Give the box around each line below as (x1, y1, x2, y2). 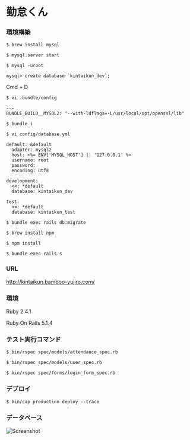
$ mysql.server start (6, 52, 60, 58)
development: (6, 178, 39, 184)
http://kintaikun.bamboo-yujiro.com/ (6, 278, 95, 285)
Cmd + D (6, 84, 28, 91)
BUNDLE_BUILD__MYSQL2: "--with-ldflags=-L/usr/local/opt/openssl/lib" (6, 110, 185, 116)
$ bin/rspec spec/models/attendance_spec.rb (6, 349, 118, 355)
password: (11, 163, 36, 169)
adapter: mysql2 (11, 147, 52, 153)
